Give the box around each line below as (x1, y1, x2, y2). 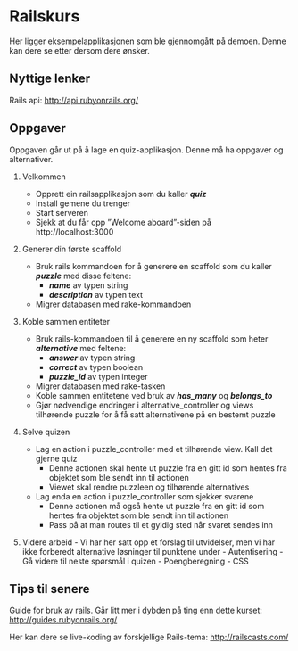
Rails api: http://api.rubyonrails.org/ (9, 95, 139, 105)
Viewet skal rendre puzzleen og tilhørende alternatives (48, 482, 250, 492)
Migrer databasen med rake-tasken (35, 381, 166, 391)
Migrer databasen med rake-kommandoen (35, 299, 192, 309)
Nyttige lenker (9, 71, 91, 87)
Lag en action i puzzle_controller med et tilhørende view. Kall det (35, 443, 273, 454)
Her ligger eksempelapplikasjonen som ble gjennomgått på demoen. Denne (9, 36, 287, 46)
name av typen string (48, 279, 128, 291)
